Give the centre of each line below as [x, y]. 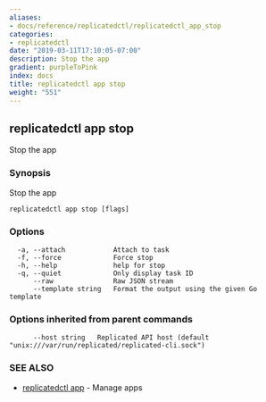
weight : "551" [36, 92]
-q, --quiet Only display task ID [105, 273]
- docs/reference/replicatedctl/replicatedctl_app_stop [115, 26]
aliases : [25, 17]
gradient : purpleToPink [54, 68]
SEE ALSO [32, 368]
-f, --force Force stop [85, 257]
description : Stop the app [59, 59]
